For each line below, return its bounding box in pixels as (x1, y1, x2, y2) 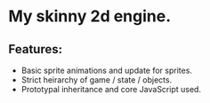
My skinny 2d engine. (8, 6, 172, 27)
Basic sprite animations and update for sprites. (20, 65, 193, 75)
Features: (8, 42, 63, 57)
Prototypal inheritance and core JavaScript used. (20, 84, 202, 94)
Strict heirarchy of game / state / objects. (20, 75, 173, 85)
